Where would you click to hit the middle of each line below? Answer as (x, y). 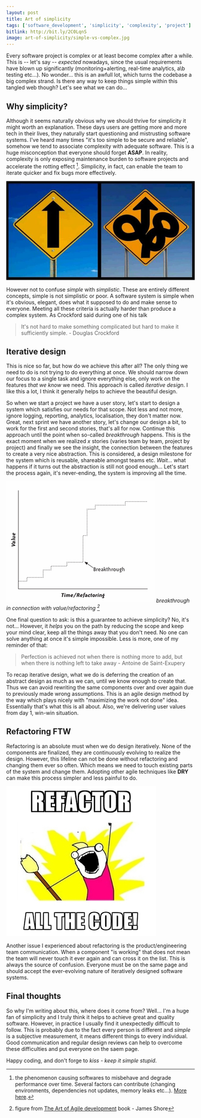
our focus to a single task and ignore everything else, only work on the (93, 379)
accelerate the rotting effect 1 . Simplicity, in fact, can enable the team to (95, 166)
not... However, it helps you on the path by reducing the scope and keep (95, 626)
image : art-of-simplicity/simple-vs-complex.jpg (68, 38)
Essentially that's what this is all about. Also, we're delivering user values (96, 707)
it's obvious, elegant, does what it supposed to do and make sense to (92, 302)
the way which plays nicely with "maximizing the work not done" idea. (92, 700)
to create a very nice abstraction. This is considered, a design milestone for (99, 454)
